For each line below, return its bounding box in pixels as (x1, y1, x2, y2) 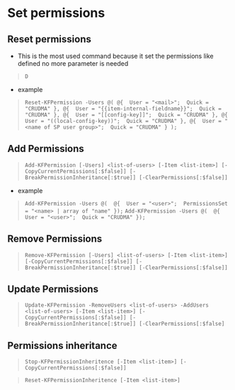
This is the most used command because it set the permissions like (17, 52, 214, 60)
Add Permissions (7, 143, 85, 155)
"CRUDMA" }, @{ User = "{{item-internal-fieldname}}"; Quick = (24, 105, 222, 112)
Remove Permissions (7, 233, 103, 245)
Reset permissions (7, 33, 92, 45)
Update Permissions (7, 283, 99, 295)
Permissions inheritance (7, 339, 118, 351)
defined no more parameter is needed (17, 59, 129, 68)
